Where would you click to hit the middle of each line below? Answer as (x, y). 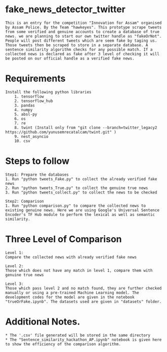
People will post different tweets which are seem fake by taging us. (81, 41)
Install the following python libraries (49, 92)
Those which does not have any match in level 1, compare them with (79, 270)
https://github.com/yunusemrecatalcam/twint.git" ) (61, 132)
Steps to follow (37, 161)
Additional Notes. (43, 322)
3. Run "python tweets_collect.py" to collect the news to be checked (81, 192)
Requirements (35, 78)
